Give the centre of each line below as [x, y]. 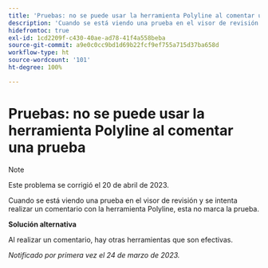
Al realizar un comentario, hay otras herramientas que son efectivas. [121, 239]
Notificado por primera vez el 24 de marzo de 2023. [94, 254]
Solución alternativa [43, 224]
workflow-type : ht [39, 52]
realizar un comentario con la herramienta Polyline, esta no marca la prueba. [134, 208]
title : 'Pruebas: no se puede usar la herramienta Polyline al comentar [132, 16]
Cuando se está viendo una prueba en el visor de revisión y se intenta [123, 200]
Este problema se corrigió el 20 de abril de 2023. [89, 184]
